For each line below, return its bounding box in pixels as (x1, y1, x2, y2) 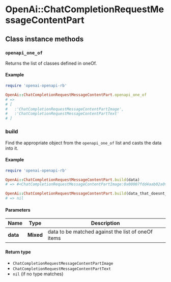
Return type (5, 248, 32, 255)
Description (91, 220, 120, 227)
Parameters (5, 207, 31, 213)
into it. (5, 145, 19, 151)
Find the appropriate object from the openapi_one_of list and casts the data (5, 139, 162, 146)
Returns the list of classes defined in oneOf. (5, 60, 97, 66)
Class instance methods (5, 35, 84, 43)
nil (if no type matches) (12, 271, 64, 277)
